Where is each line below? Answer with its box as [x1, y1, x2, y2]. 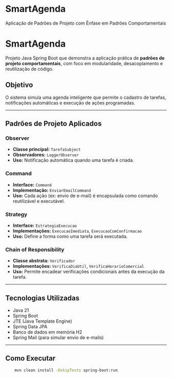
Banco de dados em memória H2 [12, 329, 82, 335]
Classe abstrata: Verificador [12, 258, 75, 264]
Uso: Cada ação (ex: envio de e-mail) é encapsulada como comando [12, 193, 158, 199]
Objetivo [5, 80, 33, 90]
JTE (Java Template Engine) [12, 318, 73, 324]
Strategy [5, 211, 28, 218]
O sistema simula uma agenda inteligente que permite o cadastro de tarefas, [5, 94, 166, 100]
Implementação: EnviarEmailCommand [12, 187, 91, 193]
